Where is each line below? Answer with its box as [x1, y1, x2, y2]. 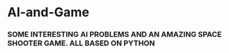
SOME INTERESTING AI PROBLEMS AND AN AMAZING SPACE [7, 30, 222, 40]
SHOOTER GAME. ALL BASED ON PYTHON [7, 38, 155, 48]
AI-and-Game [7, 4, 89, 20]
